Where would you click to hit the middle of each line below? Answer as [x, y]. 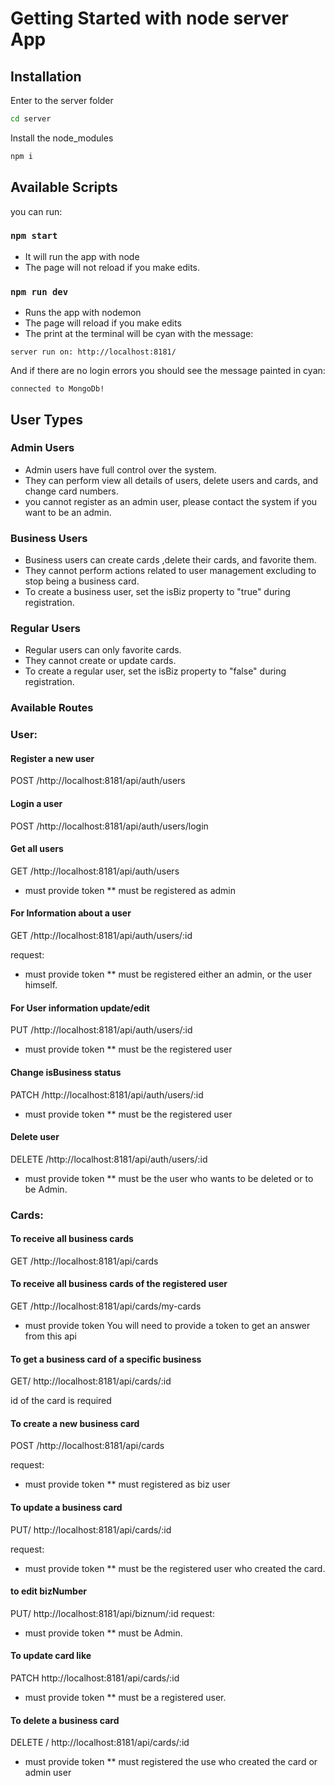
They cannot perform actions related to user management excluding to [170, 571]
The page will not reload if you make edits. [112, 267]
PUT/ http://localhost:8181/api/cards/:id [91, 1529]
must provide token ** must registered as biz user [127, 1484]
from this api [51, 1336]
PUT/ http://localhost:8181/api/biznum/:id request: [112, 1613]
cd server [31, 119]
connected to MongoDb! [57, 389]
